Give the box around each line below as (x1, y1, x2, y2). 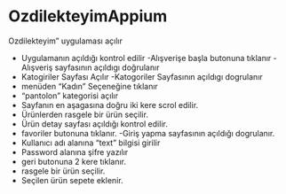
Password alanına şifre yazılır (20, 146, 129, 157)
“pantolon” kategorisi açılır (20, 90, 119, 101)
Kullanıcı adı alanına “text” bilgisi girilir (20, 137, 161, 148)
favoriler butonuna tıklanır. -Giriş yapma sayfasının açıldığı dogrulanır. (20, 128, 275, 138)
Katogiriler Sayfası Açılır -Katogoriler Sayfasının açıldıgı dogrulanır (20, 71, 263, 81)
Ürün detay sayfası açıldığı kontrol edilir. (20, 118, 168, 129)
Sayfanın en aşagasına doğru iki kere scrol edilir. (20, 99, 199, 110)
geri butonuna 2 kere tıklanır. (20, 156, 126, 167)
